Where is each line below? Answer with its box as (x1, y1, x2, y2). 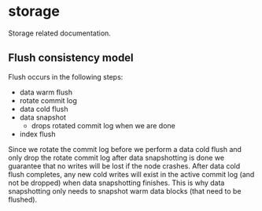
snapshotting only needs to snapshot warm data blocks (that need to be (8, 186, 242, 195)
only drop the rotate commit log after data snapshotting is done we (8, 153, 225, 162)
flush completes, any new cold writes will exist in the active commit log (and (8, 169, 255, 179)
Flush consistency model (8, 51, 134, 65)
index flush (19, 129, 56, 139)
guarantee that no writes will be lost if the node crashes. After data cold (8, 161, 241, 171)
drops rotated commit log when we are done (31, 120, 175, 130)
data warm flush (19, 87, 73, 97)
